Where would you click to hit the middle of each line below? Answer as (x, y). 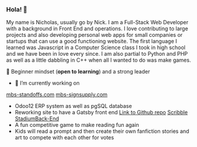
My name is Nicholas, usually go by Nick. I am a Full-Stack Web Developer (97, 23)
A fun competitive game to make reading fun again (77, 125)
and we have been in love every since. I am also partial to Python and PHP (97, 54)
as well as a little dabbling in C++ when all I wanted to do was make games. (99, 60)
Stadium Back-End (37, 119)
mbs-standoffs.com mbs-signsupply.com (57, 95)
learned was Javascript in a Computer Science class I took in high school (96, 47)
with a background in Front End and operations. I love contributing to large (97, 28)
